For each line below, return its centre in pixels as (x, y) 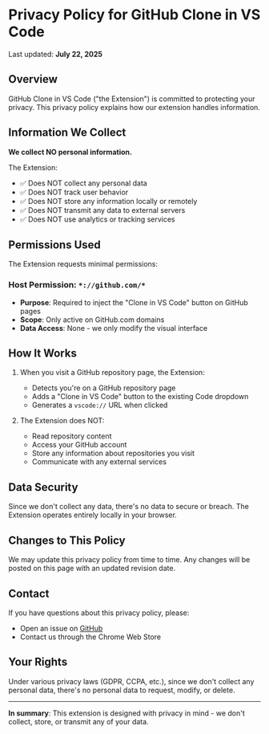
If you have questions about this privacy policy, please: (99, 613)
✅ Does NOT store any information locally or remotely (108, 201)
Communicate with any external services (99, 462)
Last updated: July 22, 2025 (55, 54)
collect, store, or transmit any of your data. (79, 721)
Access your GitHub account (79, 445)
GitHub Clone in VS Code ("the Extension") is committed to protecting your (132, 99)
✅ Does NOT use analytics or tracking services (97, 219)
